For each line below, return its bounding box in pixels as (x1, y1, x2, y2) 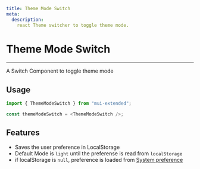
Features (6, 128, 40, 138)
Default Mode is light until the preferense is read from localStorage (14, 149, 183, 157)
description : (11, 17, 44, 23)
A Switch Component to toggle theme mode (6, 67, 114, 74)
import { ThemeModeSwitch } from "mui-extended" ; (6, 101, 132, 107)
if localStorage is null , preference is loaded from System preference (14, 156, 183, 163)
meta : (6, 11, 20, 17)
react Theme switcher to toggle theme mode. (17, 22, 129, 28)
